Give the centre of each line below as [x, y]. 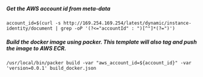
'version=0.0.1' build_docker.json [51, 68]
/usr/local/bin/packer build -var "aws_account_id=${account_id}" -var [99, 63]
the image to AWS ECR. [36, 48]
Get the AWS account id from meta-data [58, 8]
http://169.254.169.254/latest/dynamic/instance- [127, 23]
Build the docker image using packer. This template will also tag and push [102, 42]
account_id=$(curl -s [34, 23]
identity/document [29, 28]
